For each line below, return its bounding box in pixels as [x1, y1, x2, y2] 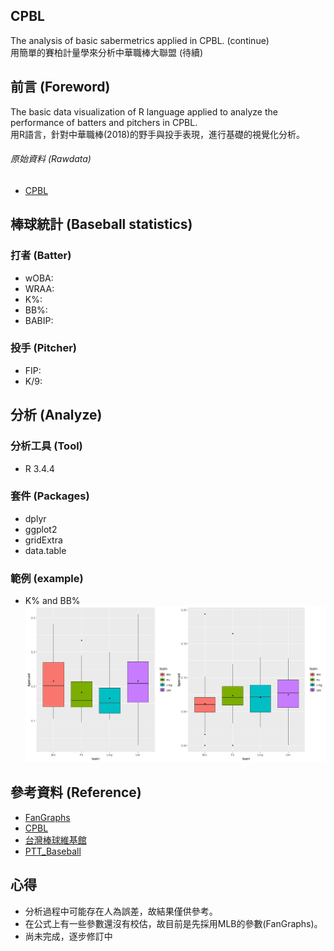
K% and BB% [24, 595, 81, 607]
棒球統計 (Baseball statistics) [10, 216, 193, 233]
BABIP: [24, 314, 54, 326]
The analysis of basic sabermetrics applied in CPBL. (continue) [10, 34, 270, 46]
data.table [24, 544, 67, 556]
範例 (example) [10, 571, 84, 585]
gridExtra [24, 534, 63, 546]
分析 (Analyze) [10, 407, 103, 424]
